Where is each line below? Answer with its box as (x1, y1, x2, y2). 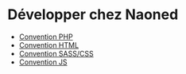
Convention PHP (18, 32, 73, 41)
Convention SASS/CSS (18, 49, 94, 58)
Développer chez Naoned (7, 6, 179, 24)
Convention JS (18, 57, 68, 67)
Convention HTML (18, 40, 79, 49)
